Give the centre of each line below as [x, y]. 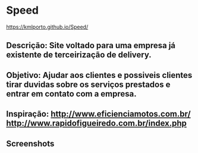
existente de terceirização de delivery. [79, 55]
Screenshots [30, 143]
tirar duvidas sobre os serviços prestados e [88, 84]
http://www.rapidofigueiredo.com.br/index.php [97, 124]
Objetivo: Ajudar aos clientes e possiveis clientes [99, 75]
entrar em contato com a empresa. [71, 94]
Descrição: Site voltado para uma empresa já [91, 46]
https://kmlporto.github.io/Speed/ [47, 27]
